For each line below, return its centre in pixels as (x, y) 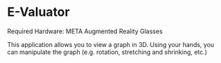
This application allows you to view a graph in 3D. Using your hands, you (111, 44)
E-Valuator (39, 12)
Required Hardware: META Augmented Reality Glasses (85, 31)
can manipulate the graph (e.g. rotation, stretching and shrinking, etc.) (107, 52)
